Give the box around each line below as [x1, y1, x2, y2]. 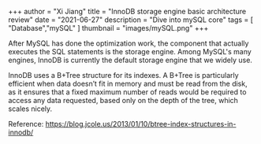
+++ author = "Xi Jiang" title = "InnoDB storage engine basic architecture [8, 7, 247, 16]
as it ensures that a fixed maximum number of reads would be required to [8, 87, 247, 97]
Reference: [8, 120, 44, 128]
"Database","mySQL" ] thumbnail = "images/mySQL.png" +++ [8, 24, 209, 32]
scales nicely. [8, 104, 53, 113]
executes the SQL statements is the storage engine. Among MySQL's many [8, 47, 252, 56]
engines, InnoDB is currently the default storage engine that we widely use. [8, 55, 252, 65]
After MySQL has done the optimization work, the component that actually [8, 39, 249, 48]
